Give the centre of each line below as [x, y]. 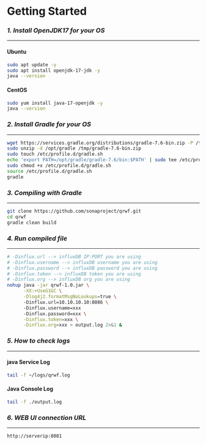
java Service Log [29, 362]
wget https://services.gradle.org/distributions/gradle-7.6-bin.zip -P [100, 143]
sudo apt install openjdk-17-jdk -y [53, 70]
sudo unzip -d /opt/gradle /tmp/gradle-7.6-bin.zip [74, 148]
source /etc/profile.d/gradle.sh [50, 171]
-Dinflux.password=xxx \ [55, 314]
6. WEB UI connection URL [46, 417]
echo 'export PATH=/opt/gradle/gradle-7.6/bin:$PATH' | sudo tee [92, 160]
